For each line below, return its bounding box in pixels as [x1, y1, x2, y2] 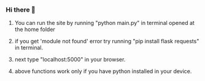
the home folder [14, 26, 56, 33]
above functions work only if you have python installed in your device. [14, 68, 192, 75]
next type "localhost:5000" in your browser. [14, 56, 126, 63]
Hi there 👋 [6, 5, 36, 14]
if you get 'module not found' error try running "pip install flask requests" [14, 38, 199, 45]
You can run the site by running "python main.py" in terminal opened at [14, 19, 195, 27]
